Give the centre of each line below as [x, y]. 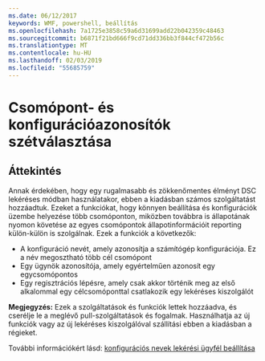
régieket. [23, 332]
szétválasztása [60, 142]
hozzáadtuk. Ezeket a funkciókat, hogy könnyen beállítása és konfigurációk [133, 207]
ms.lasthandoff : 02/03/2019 [55, 61]
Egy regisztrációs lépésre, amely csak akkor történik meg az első [127, 282]
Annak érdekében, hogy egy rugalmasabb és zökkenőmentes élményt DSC [132, 190]
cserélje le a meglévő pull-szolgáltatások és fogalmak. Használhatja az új [129, 315]
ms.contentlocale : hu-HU [50, 53]
